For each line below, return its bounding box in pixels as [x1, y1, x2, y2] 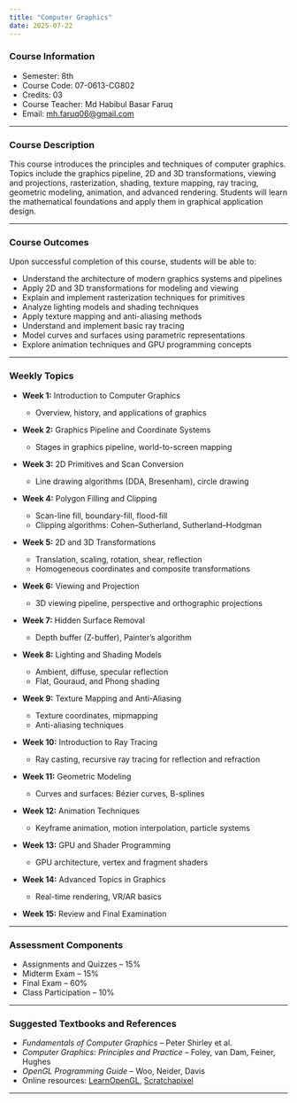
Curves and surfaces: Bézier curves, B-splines [34, 788, 205, 798]
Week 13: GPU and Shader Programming [21, 839, 171, 851]
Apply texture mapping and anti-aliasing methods [21, 311, 202, 322]
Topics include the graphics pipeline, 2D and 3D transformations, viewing [9, 168, 277, 179]
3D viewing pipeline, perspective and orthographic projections [34, 597, 263, 608]
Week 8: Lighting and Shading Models [21, 649, 162, 660]
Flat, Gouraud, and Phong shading [34, 675, 161, 687]
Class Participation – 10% [21, 987, 115, 998]
